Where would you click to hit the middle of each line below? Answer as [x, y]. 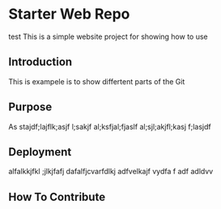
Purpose [30, 107]
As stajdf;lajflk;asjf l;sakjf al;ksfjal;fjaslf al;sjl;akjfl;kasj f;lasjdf [110, 126]
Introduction [40, 62]
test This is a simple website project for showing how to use [108, 36]
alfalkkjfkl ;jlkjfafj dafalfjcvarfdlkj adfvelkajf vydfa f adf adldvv [111, 172]
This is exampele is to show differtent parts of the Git [97, 81]
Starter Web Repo [69, 14]
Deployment [40, 152]
